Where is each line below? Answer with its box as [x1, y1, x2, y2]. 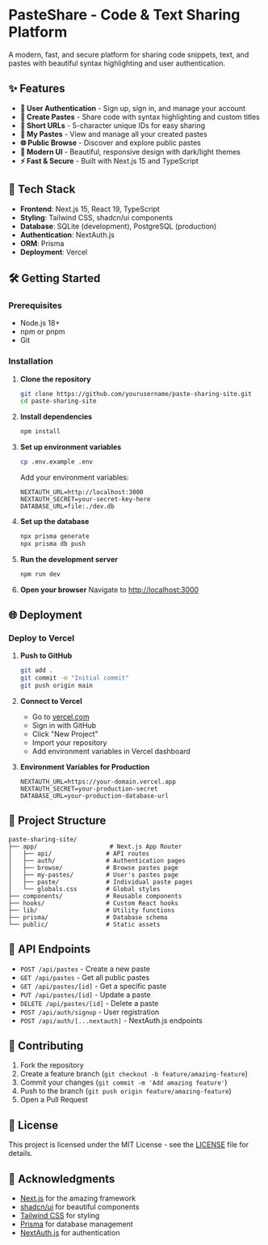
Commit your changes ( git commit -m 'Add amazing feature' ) [19, 1077, 228, 1087]
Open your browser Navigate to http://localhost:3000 [19, 585, 199, 595]
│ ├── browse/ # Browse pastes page [8, 863, 179, 872]
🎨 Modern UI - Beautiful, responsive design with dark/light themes [19, 147, 241, 156]
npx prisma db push [19, 539, 86, 548]
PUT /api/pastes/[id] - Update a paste [19, 990, 151, 1000]
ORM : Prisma [19, 238, 65, 248]
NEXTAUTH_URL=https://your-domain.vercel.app [19, 778, 176, 786]
